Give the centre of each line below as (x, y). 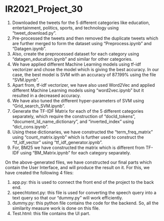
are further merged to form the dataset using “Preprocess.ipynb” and (82, 43)
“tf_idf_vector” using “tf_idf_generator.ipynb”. (57, 142)
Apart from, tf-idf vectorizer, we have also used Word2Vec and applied (83, 85)
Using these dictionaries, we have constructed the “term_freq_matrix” (82, 132)
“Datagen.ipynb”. (29, 49)
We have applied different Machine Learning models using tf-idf (76, 64)
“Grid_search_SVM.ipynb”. (38, 106)
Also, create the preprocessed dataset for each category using (76, 54)
